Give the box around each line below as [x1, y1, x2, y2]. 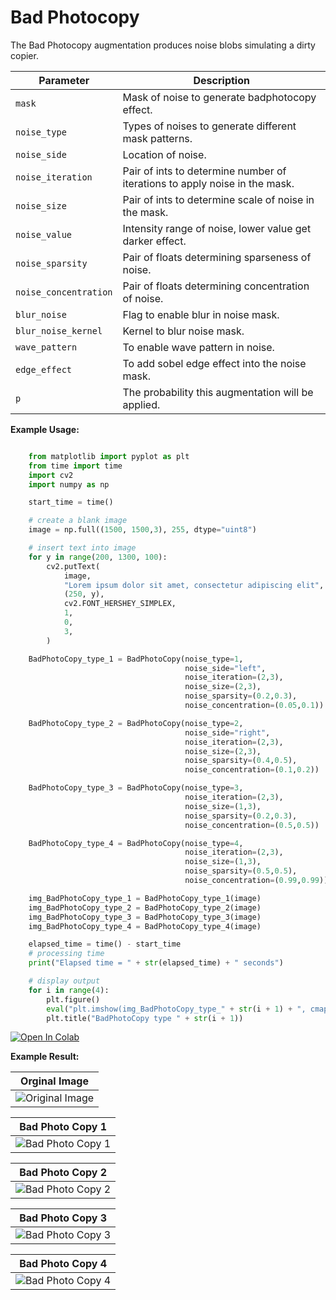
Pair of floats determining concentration [122, 279, 310, 293]
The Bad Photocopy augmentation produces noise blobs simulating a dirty [10, 39, 316, 51]
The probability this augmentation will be [122, 385, 314, 399]
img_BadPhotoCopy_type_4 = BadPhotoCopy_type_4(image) [28, 921, 262, 931]
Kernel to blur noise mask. [122, 324, 245, 338]
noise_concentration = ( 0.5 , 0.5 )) [184, 820, 320, 830]
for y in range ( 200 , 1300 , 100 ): [28, 552, 168, 562]
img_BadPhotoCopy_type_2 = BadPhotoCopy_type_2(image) [28, 902, 262, 913]
